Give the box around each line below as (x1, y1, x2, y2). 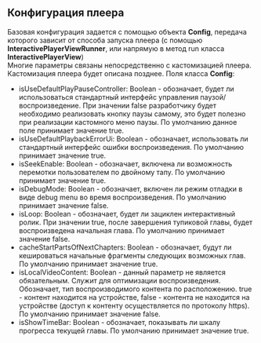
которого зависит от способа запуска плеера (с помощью (7, 35, 203, 45)
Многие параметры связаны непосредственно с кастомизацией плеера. (7, 60, 252, 70)
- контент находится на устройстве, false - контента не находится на (18, 292, 250, 301)
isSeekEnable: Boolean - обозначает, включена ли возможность (18, 159, 233, 168)
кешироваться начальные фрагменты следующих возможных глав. (18, 250, 246, 260)
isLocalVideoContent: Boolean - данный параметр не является (18, 267, 227, 277)
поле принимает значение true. (18, 126, 125, 135)
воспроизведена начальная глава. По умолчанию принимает (18, 225, 225, 235)
